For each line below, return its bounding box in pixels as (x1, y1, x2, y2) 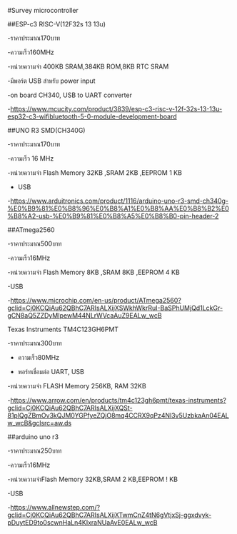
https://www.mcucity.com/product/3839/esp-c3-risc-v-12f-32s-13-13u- (10, 105, 223, 113)
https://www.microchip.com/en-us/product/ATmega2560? (10, 296, 182, 304)
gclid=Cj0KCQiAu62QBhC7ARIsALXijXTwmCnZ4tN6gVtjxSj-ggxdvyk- (7, 510, 212, 519)
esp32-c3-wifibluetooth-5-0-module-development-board (7, 112, 177, 121)
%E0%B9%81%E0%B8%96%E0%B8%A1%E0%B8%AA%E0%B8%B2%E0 (7, 204, 230, 213)
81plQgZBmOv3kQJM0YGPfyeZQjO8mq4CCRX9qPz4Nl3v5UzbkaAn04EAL (7, 411, 230, 420)
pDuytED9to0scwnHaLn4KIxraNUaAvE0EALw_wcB (7, 518, 158, 527)
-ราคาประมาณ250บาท (7, 446, 62, 455)
